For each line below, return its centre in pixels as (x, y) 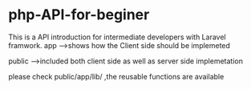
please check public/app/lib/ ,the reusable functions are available (116, 76)
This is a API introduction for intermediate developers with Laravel (117, 37)
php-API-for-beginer (79, 15)
